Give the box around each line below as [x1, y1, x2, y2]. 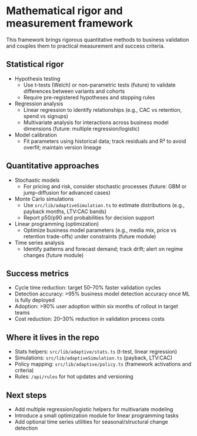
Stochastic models [14, 177, 60, 184]
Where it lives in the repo [6, 332, 99, 342]
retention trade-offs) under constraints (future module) [23, 232, 156, 239]
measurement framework [6, 16, 133, 30]
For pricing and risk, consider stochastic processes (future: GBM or [23, 182, 187, 189]
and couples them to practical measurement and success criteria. [6, 42, 165, 49]
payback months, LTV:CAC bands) [23, 208, 107, 215]
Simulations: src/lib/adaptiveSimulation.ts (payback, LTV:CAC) [14, 354, 173, 361]
